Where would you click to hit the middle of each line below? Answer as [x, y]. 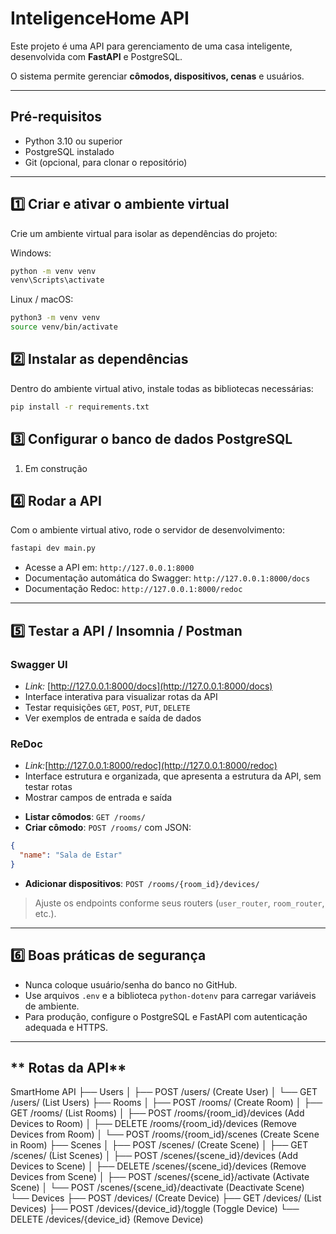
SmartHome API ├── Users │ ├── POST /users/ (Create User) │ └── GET [164, 1092]
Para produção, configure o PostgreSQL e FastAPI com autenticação [166, 1016]
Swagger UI [39, 664]
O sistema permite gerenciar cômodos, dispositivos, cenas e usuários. [157, 76]
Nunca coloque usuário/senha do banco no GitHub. [131, 984]
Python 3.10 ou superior [73, 141]
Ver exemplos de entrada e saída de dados [113, 718]
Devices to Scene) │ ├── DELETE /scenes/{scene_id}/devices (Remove [158, 1166]
